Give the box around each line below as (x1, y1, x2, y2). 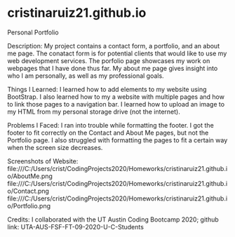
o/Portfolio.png (7, 201, 51, 210)
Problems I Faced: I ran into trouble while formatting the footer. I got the (7, 121, 214, 129)
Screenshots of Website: (7, 156, 79, 165)
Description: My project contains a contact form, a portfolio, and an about (7, 41, 220, 50)
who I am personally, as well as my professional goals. (7, 72, 164, 80)
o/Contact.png (7, 187, 49, 195)
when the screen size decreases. (7, 143, 103, 151)
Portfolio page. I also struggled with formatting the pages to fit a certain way (7, 135, 228, 144)
